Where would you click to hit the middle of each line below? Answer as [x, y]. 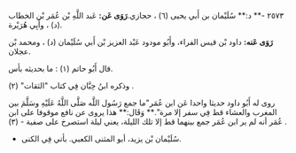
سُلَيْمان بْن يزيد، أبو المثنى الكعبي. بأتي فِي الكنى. [101, 138]
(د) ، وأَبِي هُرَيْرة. [35, 25]
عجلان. [20, 51]
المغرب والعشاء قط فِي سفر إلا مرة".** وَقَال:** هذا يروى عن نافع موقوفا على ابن [143, 112]
